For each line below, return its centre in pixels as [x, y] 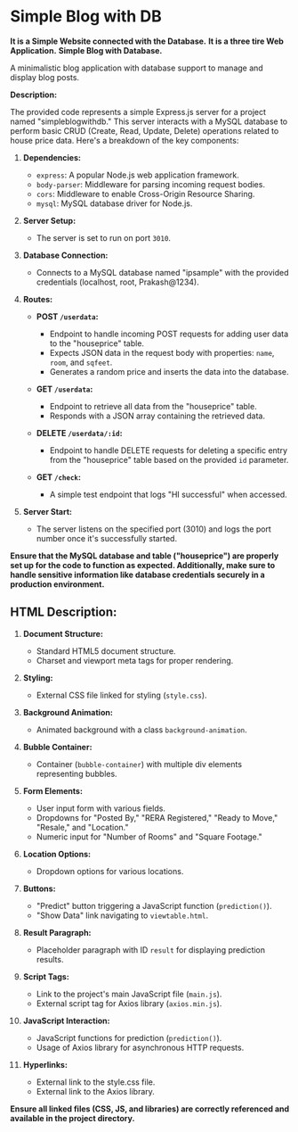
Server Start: [47, 511]
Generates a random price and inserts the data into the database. [169, 371]
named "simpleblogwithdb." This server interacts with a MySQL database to [149, 121]
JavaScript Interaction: [66, 1020]
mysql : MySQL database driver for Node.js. [114, 203]
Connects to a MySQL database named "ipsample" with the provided [162, 272]
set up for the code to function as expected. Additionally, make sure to [143, 565]
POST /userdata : [67, 316]
